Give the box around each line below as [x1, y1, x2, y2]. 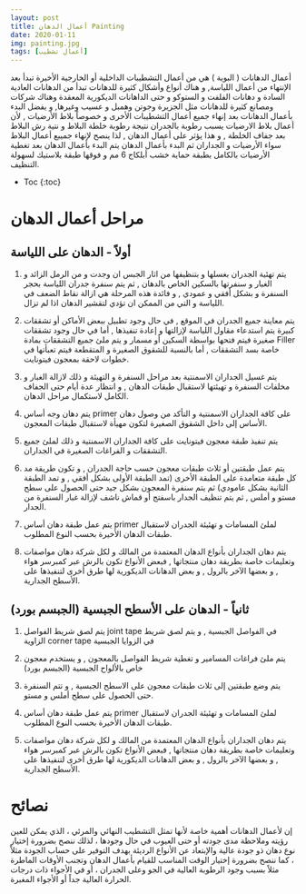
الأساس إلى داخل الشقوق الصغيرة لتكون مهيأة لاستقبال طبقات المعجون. [23, 418, 268, 429]
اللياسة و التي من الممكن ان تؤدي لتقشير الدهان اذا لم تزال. [23, 297, 225, 309]
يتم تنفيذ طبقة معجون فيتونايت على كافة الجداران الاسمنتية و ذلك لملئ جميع [23, 435, 279, 446]
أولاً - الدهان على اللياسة [10, 244, 131, 260]
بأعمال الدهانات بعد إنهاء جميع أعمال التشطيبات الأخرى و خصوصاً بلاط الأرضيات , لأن [10, 111, 293, 122]
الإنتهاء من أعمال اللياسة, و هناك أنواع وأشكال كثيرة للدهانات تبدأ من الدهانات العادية [10, 82, 291, 93]
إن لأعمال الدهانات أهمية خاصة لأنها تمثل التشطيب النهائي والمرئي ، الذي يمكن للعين [10, 825, 293, 836]
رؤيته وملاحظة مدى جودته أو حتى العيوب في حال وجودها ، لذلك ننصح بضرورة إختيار [10, 835, 289, 846]
